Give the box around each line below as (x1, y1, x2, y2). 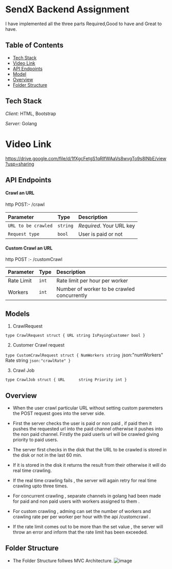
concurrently (56, 292, 88, 299)
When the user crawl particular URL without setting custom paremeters (12, 405, 163, 411)
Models (5, 309, 30, 318)
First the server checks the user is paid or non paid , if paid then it (12, 420, 152, 426)
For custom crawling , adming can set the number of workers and (12, 508, 151, 514)
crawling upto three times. (12, 483, 68, 489)
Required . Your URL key (78, 222, 136, 230)
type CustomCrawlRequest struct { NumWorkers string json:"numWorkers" (5, 352, 163, 358)
